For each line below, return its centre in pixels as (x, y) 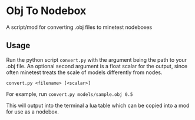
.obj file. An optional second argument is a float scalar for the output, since (97, 66)
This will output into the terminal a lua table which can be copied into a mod (98, 105)
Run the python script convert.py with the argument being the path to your (97, 59)
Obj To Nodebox (46, 11)
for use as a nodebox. (32, 111)
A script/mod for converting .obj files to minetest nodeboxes (79, 27)
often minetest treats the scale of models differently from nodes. (85, 72)
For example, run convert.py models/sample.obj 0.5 (70, 94)
